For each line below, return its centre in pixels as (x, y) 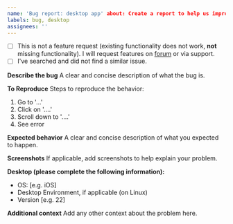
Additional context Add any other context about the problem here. (102, 213)
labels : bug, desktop (38, 20)
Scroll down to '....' (44, 116)
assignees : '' (28, 26)
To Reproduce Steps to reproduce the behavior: (76, 88)
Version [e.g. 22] (41, 199)
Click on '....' (35, 109)
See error (31, 124)
